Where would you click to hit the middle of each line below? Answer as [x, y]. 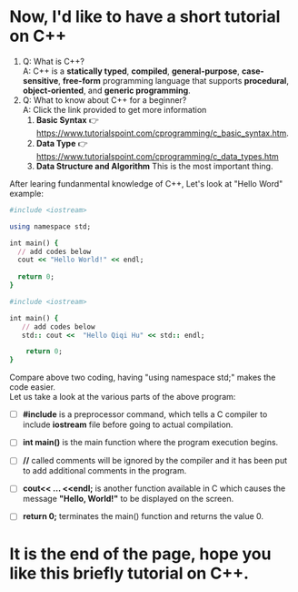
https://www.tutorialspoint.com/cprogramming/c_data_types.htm [157, 156]
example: [26, 193]
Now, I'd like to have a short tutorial [145, 17]
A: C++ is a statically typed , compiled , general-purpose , [131, 71]
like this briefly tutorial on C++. [129, 573]
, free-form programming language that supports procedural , [173, 80]
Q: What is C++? [53, 61]
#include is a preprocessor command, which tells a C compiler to [145, 414]
